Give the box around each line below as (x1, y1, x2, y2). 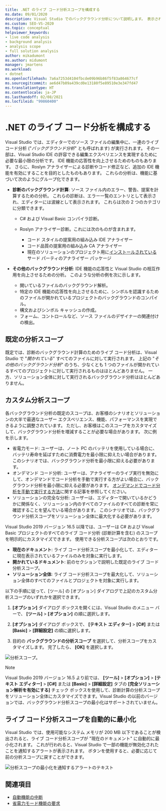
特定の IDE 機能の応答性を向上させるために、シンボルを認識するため (19, 288, 159, 294)
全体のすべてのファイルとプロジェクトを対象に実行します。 (21, 577, 142, 583)
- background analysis (5, 40, 52, 44)
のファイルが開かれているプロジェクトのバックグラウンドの (19, 295, 141, 301)
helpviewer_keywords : (5, 30, 50, 35)
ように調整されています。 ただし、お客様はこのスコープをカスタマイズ (13, 422, 157, 428)
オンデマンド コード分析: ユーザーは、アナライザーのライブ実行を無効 (12, 470, 155, 476)
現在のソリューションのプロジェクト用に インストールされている (27, 249, 157, 255)
